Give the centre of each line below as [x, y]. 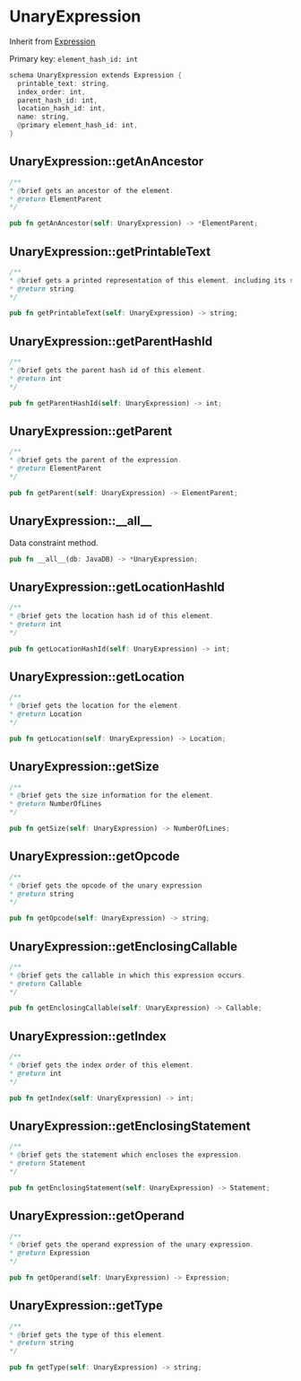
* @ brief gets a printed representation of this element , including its [148, 280]
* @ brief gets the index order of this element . [102, 1065]
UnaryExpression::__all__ [81, 521]
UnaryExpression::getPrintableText [110, 252]
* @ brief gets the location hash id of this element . [112, 616]
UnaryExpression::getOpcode [95, 857]
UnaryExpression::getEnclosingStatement [130, 1126]
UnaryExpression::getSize [84, 767]
